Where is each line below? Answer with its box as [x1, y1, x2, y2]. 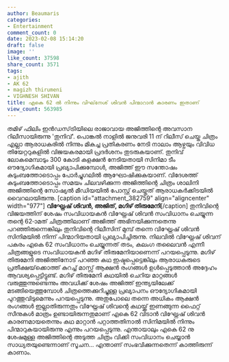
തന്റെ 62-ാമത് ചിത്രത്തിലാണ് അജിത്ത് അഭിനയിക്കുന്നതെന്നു [7, 217, 176, 225]
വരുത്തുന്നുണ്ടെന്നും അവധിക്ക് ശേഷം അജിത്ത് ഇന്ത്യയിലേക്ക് [7, 278, 174, 287]
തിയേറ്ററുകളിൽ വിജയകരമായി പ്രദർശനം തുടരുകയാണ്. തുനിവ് [7, 147, 184, 156]
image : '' [7, 49, 36, 56]
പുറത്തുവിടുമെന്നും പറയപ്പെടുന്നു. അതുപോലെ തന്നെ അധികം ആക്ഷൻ [7, 294, 200, 302]
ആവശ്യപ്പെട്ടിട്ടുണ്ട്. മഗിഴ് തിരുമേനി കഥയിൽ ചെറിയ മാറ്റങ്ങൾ [7, 271, 178, 279]
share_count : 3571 [7, 61, 59, 68]
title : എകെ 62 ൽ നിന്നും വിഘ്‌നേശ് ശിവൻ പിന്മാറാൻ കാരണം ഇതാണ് [7, 99, 200, 106]
